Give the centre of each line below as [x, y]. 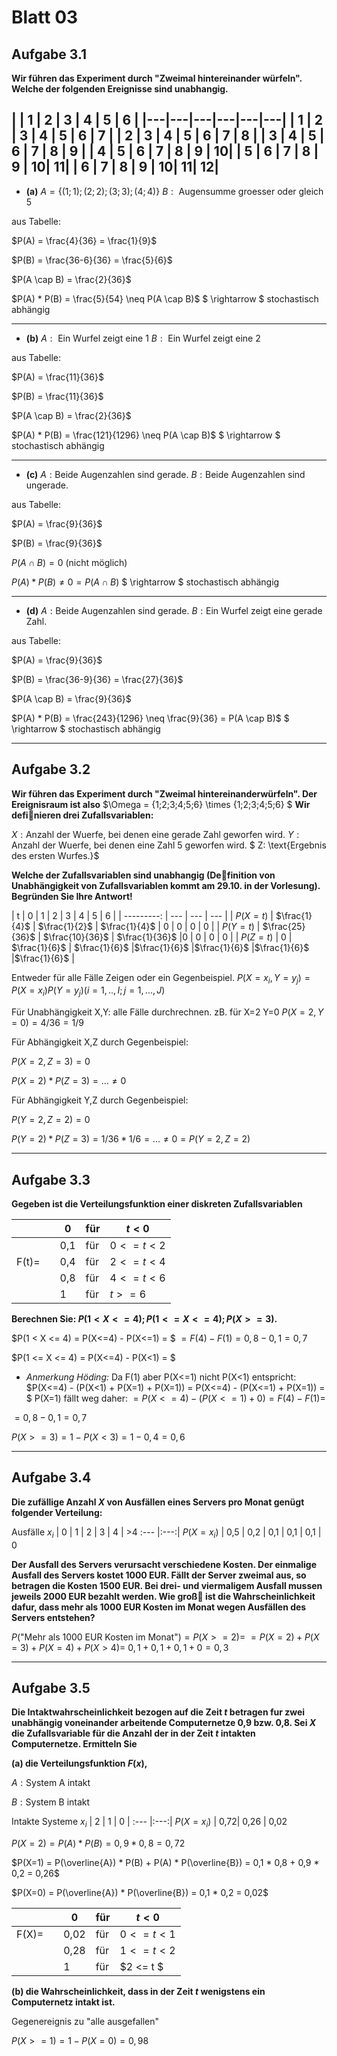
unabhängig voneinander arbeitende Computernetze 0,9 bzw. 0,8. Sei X [164, 1723]
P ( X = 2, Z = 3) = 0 [51, 1062]
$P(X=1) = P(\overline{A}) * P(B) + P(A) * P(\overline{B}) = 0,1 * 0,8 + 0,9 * [165, 1863]
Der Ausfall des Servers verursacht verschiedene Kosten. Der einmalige [164, 1564]
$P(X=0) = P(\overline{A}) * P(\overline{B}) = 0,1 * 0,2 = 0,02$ [140, 1893]
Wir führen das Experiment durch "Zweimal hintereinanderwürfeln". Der [164, 793]
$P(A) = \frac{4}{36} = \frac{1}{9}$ [84, 240]
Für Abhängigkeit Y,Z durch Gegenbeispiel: [100, 1100]
